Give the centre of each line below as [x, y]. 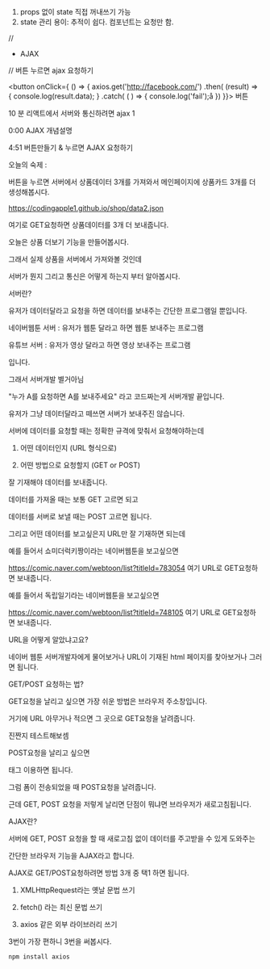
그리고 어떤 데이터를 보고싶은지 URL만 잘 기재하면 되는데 [97, 534]
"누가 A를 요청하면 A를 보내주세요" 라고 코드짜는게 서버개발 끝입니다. [116, 396]
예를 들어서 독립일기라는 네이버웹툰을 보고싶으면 [84, 595]
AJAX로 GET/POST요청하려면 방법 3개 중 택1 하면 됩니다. [99, 873]
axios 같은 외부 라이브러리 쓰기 [69, 924]
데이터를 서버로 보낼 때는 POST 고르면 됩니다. [80, 516]
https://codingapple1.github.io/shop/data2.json [86, 208]
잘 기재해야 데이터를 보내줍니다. [58, 482]
